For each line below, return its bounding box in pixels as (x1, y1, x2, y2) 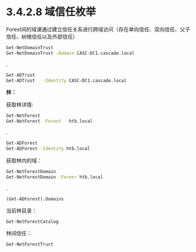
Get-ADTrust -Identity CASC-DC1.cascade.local (6, 77, 127, 84)
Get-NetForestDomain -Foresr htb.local (6, 174, 104, 180)
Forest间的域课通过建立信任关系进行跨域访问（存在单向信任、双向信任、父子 (6, 26, 191, 33)
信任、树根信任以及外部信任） (6, 33, 78, 40)
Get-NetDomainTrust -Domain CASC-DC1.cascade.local (6, 50, 135, 56)
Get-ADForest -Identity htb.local (6, 146, 91, 152)
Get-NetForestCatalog (6, 219, 59, 225)
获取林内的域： (6, 157, 42, 164)
